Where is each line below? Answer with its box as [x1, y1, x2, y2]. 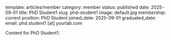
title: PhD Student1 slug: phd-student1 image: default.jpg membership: [18, 9, 166, 15]
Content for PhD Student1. [5, 30, 60, 35]
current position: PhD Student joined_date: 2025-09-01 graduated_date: [5, 15, 157, 20]
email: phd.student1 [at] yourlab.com [5, 20, 83, 26]
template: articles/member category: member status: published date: [5, 4, 150, 10]
